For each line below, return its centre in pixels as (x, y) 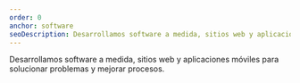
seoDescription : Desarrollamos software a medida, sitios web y (131, 34)
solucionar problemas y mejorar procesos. (87, 69)
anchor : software (42, 26)
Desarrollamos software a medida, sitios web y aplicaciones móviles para (144, 60)
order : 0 (25, 17)
